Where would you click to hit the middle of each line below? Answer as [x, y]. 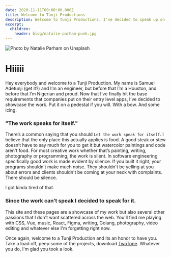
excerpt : [15, 24]
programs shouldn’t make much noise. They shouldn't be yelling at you [80, 167]
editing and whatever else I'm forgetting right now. [58, 228]
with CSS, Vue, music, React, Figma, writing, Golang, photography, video [82, 223]
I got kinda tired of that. [30, 188]
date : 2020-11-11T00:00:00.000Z [39, 10]
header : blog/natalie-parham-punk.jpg [55, 34]
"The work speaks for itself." [41, 123]
